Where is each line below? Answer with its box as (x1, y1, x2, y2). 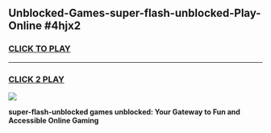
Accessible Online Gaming (8, 115, 99, 125)
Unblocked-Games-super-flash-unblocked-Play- (8, 6, 261, 20)
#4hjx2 (44, 19, 81, 33)
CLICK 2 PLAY (8, 73, 65, 85)
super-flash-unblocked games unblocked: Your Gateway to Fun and (8, 106, 240, 116)
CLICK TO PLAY (8, 44, 71, 55)
